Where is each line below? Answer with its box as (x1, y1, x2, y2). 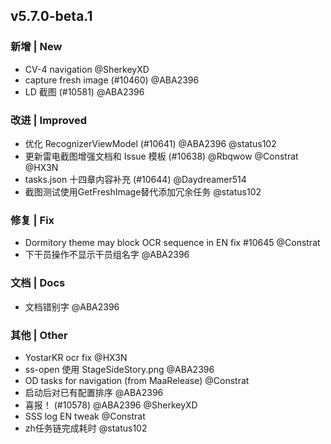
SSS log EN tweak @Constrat (24, 410, 146, 422)
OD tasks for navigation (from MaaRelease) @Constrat (24, 374, 250, 386)
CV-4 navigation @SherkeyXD (24, 63, 150, 75)
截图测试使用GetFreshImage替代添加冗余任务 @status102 (24, 185, 262, 198)
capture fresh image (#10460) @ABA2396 (24, 74, 200, 86)
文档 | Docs (10, 276, 66, 290)
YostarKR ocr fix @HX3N (24, 351, 128, 363)
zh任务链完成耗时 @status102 (24, 422, 148, 434)
